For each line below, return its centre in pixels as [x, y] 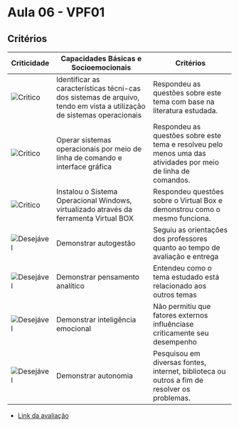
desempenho [175, 342]
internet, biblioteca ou [189, 371]
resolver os [171, 389]
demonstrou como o [186, 209]
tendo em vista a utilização [101, 106]
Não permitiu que [182, 306]
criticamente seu [181, 333]
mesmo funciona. [182, 218]
